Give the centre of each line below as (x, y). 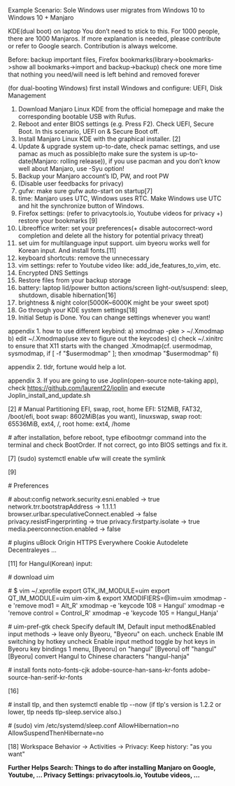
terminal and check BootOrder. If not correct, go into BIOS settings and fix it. (118, 445)
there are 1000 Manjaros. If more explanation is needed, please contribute (114, 39)
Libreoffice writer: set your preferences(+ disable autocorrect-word (115, 228)
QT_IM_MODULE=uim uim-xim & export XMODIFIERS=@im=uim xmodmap (115, 598)
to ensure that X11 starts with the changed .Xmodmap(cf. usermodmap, (110, 346)
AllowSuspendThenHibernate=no (56, 733)
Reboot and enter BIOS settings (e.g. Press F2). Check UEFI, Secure (116, 124)
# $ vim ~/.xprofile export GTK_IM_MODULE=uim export (89, 591)
